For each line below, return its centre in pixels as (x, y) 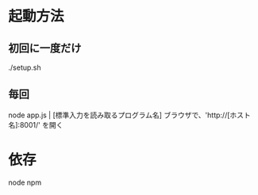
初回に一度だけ (45, 48)
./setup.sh (25, 67)
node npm (25, 182)
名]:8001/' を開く (36, 124)
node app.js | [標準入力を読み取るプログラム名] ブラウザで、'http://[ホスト (130, 115)
